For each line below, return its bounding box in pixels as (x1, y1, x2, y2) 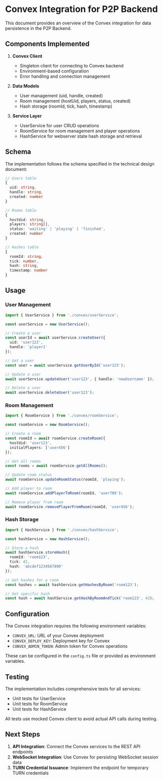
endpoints (12, 749, 33, 755)
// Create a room (5, 431, 41, 436)
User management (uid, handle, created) (19, 92, 103, 98)
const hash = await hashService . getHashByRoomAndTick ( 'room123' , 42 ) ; (5, 596, 155, 601)
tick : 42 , (9, 560, 30, 565)
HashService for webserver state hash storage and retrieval (19, 133, 143, 139)
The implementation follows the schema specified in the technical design (5, 161, 155, 167)
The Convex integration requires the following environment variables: (5, 623, 147, 629)
